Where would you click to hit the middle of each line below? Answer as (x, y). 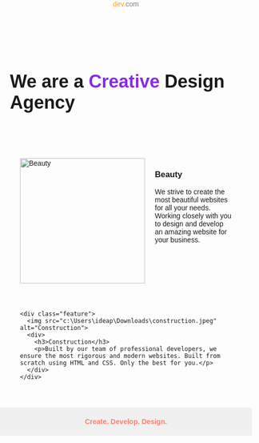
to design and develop (189, 224)
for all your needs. (183, 207)
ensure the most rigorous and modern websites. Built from (120, 356)
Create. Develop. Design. (126, 422)
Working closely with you (193, 215)
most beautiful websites (191, 199)
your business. (177, 240)
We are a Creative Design (118, 81)
